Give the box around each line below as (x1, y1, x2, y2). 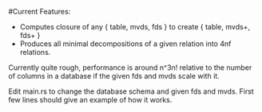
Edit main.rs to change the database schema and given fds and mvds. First (8, 87, 254, 96)
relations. (19, 48, 51, 56)
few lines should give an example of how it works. (8, 95, 173, 104)
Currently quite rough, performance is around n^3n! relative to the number (8, 63, 252, 72)
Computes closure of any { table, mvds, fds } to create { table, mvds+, (19, 22, 250, 31)
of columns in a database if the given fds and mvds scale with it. (8, 71, 220, 80)
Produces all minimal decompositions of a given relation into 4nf (19, 39, 232, 48)
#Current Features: (8, 7, 71, 16)
